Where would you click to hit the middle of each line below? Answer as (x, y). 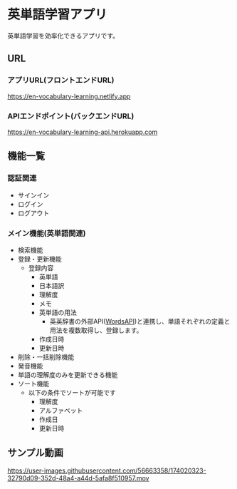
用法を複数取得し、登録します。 (96, 330)
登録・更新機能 (39, 259)
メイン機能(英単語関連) (47, 233)
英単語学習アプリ (58, 15)
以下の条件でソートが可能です (72, 392)
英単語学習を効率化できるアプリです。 (63, 36)
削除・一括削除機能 (46, 356)
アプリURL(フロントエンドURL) (61, 81)
